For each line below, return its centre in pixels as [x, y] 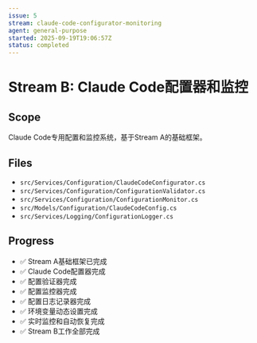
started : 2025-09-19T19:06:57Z [60, 38]
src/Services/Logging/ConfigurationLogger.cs [96, 216]
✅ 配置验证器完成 [48, 281]
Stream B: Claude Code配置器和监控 [128, 87]
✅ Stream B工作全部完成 [60, 331]
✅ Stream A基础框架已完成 [63, 261]
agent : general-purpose [48, 30]
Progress [31, 241]
